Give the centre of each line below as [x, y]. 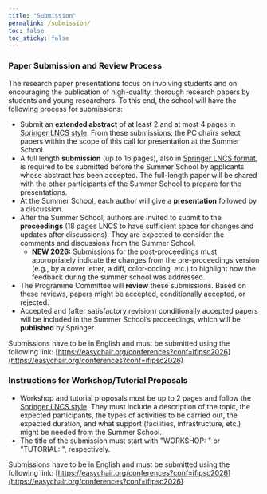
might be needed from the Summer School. [90, 432]
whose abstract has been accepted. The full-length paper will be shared [138, 175]
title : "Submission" [43, 16]
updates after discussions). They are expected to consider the [122, 234]
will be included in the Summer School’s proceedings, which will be [130, 319]
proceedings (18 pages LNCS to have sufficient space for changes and [137, 226]
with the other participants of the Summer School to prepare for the [130, 184]
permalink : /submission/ [49, 23]
